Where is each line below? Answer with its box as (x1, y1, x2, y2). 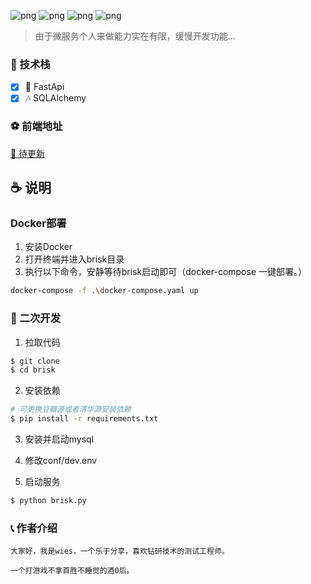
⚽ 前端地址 (10, 120, 63, 134)
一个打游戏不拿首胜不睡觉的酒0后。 (10, 566, 135, 576)
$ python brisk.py (10, 496, 87, 506)
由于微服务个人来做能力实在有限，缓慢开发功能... (34, 30, 236, 42)
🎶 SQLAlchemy (24, 92, 87, 104)
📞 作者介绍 (10, 521, 58, 535)
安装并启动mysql (24, 433, 95, 445)
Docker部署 (10, 216, 67, 230)
